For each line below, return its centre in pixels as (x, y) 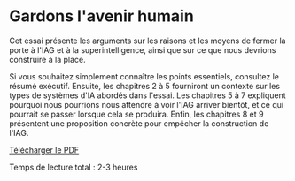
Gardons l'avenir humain (102, 16)
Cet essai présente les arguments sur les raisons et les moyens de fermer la (147, 41)
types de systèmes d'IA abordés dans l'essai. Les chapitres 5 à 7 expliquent (147, 95)
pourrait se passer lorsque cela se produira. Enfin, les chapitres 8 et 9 (136, 114)
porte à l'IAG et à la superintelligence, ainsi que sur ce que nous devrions (143, 49)
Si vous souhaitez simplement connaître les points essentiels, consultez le (144, 76)
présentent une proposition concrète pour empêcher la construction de (139, 123)
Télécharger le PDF (44, 150)
